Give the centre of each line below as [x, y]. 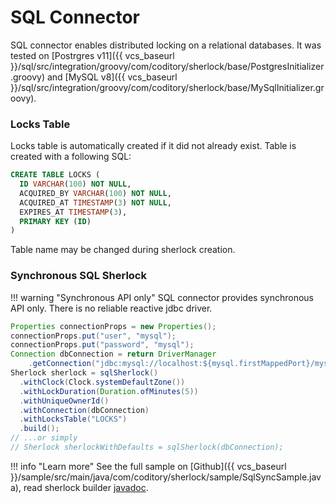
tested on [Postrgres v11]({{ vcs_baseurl [92, 55]
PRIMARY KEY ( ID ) [55, 221]
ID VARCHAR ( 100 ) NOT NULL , [75, 184]
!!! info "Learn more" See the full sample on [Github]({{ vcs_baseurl [148, 466]
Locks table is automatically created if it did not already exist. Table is [153, 146]
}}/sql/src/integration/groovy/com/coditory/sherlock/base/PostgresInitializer [167, 66]
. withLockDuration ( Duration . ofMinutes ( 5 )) [109, 391]
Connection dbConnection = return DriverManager [113, 354]
